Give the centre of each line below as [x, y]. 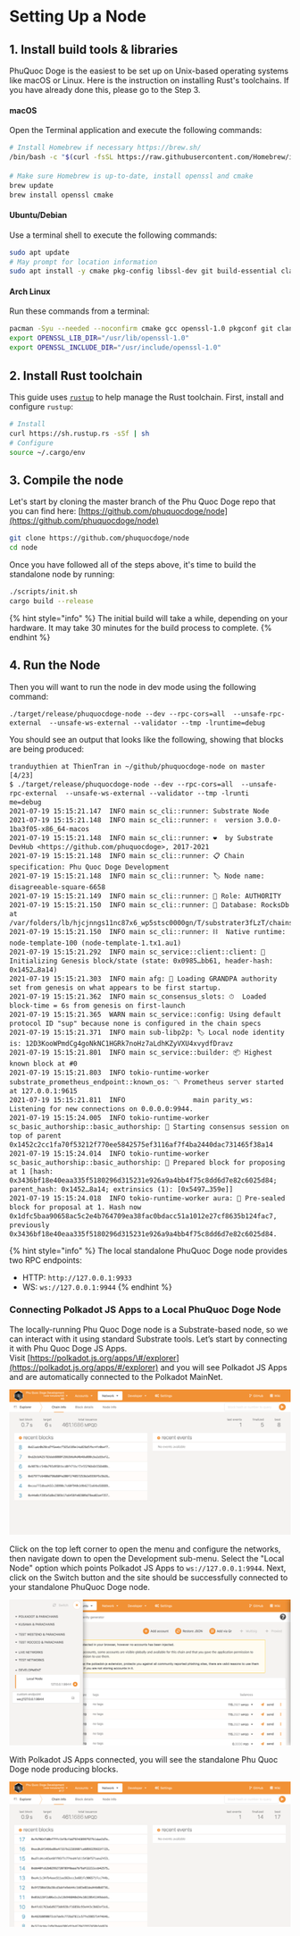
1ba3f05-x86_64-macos [50, 829]
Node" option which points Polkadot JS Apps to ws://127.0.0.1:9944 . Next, [148, 1568]
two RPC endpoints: [46, 1260]
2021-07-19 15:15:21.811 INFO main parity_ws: [131, 1100]
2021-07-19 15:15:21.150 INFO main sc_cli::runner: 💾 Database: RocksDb [150, 905]
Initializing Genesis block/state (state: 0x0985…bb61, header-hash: [142, 961]
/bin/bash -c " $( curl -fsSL [62, 157]
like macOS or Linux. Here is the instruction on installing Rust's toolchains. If [149, 80]
